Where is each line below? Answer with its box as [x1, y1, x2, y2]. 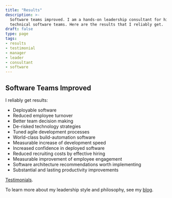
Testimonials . [5, 177, 33, 183]
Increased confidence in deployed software [12, 145, 105, 151]
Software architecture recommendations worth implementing [12, 161, 142, 167]
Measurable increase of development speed [12, 139, 106, 146]
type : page [5, 31, 29, 36]
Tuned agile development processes [12, 128, 90, 135]
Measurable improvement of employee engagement [12, 156, 122, 162]
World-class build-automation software [12, 134, 96, 140]
